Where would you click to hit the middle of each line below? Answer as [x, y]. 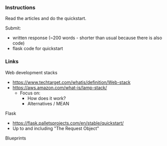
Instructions [20, 8]
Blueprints [16, 138]
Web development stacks [31, 72]
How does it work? [46, 98]
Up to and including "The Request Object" [55, 128]
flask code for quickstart [38, 49]
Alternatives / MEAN [48, 103]
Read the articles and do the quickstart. [46, 19]
